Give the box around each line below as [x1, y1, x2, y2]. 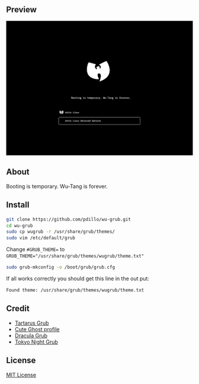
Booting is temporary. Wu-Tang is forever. [6, 183, 108, 190]
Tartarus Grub [14, 319, 49, 327]
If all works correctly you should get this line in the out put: [6, 275, 150, 282]
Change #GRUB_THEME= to [6, 246, 65, 253]
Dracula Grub [14, 332, 48, 339]
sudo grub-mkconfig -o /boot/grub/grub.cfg [6, 264, 115, 270]
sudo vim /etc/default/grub [6, 235, 76, 241]
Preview [6, 5, 37, 15]
